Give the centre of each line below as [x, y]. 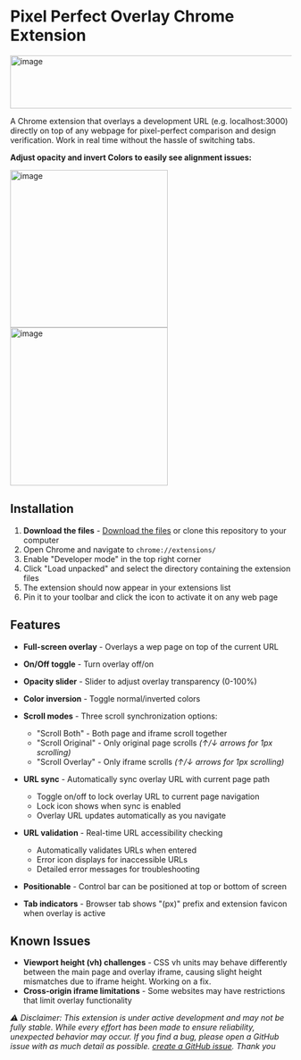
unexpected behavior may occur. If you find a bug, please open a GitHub [145, 1037]
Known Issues [50, 941]
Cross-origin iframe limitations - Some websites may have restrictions [154, 991]
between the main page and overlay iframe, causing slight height [142, 972]
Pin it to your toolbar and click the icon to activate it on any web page [150, 597]
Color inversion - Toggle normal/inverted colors [112, 698]
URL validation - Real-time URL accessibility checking [123, 832]
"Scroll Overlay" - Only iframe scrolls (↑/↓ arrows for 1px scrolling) [160, 761]
